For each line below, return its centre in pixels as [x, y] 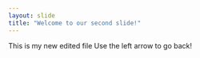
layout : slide [32, 15]
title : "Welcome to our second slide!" [75, 23]
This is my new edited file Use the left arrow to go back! [100, 45]
